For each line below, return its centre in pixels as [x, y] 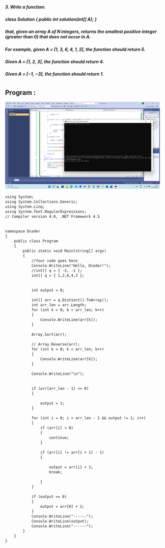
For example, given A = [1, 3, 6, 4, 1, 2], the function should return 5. [75, 49]
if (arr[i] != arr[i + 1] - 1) [72, 452]
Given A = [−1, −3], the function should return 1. [55, 74]
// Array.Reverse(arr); [55, 344]
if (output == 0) [49, 496]
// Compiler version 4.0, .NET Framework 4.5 [52, 216]
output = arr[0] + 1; [62, 506]
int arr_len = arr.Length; [59, 305]
